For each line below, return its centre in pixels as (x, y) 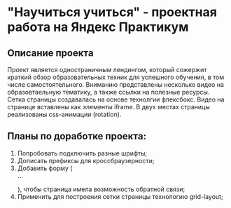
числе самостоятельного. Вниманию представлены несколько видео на (115, 84)
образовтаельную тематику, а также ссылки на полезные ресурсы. (108, 92)
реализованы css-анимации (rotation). (64, 114)
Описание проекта (50, 53)
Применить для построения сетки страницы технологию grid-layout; (120, 196)
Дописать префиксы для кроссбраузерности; (86, 160)
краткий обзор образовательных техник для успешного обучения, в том (116, 77)
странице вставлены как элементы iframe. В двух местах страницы (108, 107)
